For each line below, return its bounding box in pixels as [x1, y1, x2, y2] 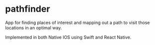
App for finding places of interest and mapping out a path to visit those [5, 20, 150, 25]
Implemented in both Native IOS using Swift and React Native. [5, 34, 132, 40]
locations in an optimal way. [5, 24, 62, 30]
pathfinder [5, 3, 51, 15]
